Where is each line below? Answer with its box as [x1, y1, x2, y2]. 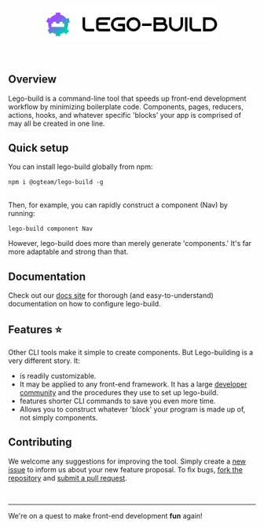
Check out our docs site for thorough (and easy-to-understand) [8, 291, 214, 300]
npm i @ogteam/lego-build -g [8, 178, 104, 186]
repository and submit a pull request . [8, 473, 127, 482]
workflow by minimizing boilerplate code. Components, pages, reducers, [8, 101, 244, 112]
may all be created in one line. [8, 119, 105, 128]
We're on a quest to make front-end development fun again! [8, 511, 203, 520]
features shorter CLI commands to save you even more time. [19, 396, 216, 406]
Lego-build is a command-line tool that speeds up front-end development [8, 93, 247, 103]
